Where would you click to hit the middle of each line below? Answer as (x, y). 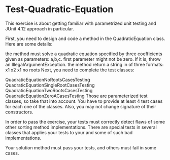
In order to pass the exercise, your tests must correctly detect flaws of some (85, 122)
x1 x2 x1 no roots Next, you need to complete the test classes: (70, 70)
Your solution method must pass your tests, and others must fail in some (81, 147)
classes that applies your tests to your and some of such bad (69, 132)
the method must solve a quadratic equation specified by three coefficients (84, 54)
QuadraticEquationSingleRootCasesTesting (50, 85)
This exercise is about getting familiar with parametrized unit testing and (81, 23)
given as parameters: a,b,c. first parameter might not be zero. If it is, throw (83, 59)
